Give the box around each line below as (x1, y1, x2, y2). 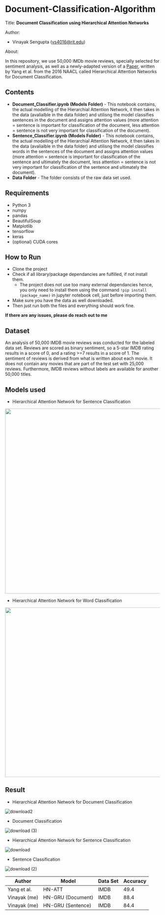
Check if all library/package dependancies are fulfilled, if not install (12, 271, 148, 277)
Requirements (5, 189, 49, 197)
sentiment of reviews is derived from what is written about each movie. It (5, 355, 153, 361)
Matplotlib (12, 223, 33, 229)
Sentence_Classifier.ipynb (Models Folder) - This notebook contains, (12, 132, 155, 139)
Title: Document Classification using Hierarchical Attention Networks (5, 20, 149, 26)
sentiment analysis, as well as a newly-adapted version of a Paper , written (5, 63, 155, 69)
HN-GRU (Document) (43, 894, 93, 901)
